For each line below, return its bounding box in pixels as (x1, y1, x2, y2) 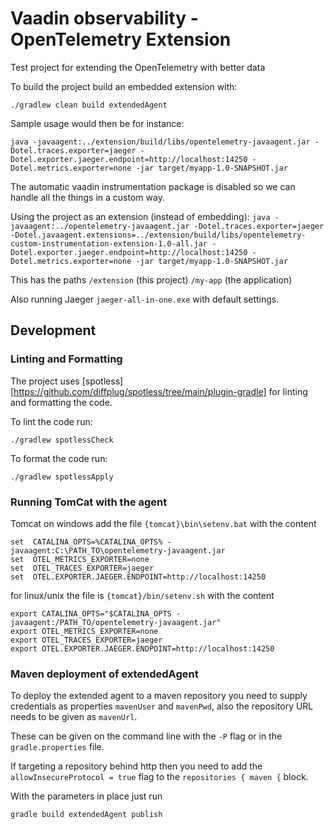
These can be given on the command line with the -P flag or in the (10, 730, 283, 742)
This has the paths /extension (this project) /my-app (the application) (10, 273, 293, 286)
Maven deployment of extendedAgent (10, 667, 199, 681)
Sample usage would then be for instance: (10, 117, 185, 129)
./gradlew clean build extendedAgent (10, 100, 168, 110)
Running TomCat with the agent (10, 495, 168, 509)
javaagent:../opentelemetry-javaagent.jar (10, 221, 190, 231)
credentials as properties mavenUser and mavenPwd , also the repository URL (10, 700, 314, 712)
